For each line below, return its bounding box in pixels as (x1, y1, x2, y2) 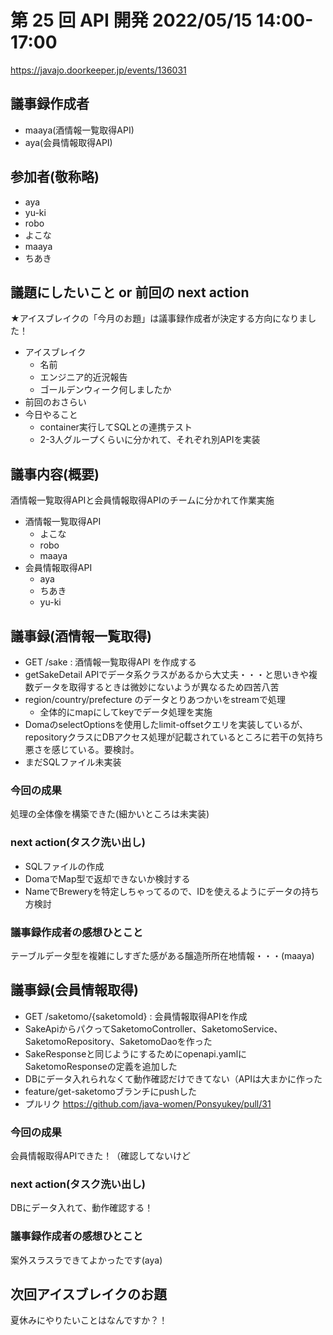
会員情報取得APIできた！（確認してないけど (10, 1150, 191, 1161)
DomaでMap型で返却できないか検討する (24, 872, 191, 885)
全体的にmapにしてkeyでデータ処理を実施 (39, 706, 213, 718)
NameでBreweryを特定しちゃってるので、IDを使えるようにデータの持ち (24, 885, 320, 897)
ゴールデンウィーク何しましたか (39, 384, 172, 396)
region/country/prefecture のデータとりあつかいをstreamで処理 (24, 694, 286, 705)
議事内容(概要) (10, 466, 100, 483)
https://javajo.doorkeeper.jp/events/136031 (10, 64, 187, 76)
